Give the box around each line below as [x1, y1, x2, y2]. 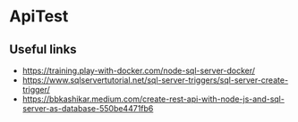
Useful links [9, 42, 78, 57]
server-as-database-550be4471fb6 [21, 103, 154, 113]
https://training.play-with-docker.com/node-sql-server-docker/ [21, 65, 256, 76]
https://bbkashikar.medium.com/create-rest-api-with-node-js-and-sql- [21, 94, 285, 104]
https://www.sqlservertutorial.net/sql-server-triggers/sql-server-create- [21, 75, 289, 85]
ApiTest [9, 6, 69, 27]
